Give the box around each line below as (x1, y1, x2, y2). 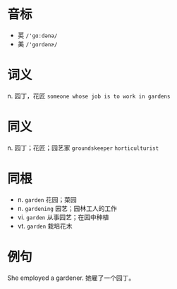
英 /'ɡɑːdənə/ (17, 31, 58, 39)
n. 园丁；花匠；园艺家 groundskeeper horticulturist (7, 143, 159, 152)
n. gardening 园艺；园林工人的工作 (17, 204, 118, 212)
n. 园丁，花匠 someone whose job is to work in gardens (7, 91, 171, 100)
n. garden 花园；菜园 (17, 195, 77, 204)
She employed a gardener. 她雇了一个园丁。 (7, 274, 135, 282)
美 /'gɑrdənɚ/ (17, 39, 58, 48)
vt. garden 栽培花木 (17, 221, 73, 230)
